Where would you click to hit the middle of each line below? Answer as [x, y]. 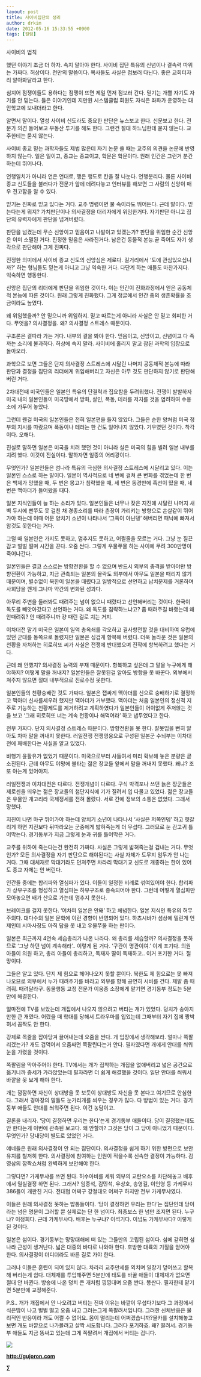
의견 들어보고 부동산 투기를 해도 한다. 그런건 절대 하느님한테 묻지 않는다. [101, 128]
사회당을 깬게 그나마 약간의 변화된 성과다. [54, 589]
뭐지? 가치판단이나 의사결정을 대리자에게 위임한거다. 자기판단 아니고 [106, 212]
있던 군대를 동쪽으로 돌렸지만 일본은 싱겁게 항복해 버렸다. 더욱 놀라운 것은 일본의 [100, 637]
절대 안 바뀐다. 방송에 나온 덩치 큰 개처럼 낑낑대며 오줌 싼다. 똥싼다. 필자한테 [95, 1282]
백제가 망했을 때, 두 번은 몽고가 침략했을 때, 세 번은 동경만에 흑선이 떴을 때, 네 [103, 483]
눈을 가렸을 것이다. [28, 1052]
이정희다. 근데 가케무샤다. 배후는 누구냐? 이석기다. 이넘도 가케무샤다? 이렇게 [103, 1219]
